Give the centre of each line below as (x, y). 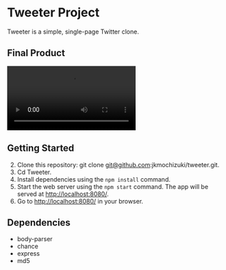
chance (28, 246)
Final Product (36, 53)
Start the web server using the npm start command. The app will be (113, 186)
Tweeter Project (53, 13)
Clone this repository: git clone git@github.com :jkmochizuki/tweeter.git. (118, 164)
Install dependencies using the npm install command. (94, 179)
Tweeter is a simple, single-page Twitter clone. (73, 32)
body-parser (35, 239)
